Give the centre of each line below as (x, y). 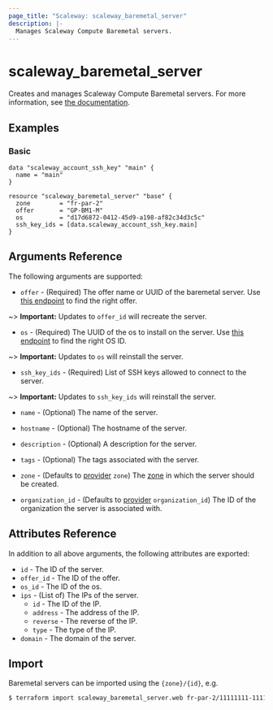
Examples (34, 128)
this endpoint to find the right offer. (79, 301)
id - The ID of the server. (62, 569)
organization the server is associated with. (91, 508)
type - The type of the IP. (74, 630)
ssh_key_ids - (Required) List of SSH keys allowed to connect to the (133, 372)
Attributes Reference (63, 534)
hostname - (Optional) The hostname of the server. (103, 428)
